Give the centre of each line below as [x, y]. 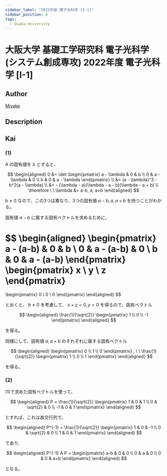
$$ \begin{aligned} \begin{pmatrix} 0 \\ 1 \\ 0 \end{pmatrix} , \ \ [76, 351]
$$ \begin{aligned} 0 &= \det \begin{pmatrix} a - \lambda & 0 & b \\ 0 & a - [84, 174]
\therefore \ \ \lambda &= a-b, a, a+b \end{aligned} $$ [84, 190]
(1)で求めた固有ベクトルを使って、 [40, 391]
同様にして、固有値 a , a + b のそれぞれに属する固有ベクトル [66, 341]
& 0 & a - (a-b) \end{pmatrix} [66, 260]
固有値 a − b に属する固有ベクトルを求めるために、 [57, 218]
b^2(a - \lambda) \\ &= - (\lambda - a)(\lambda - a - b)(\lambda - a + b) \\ [84, 185]
